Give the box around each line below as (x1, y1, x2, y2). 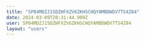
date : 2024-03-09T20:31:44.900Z (6, 14, 88, 20)
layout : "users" (6, 25, 47, 32)
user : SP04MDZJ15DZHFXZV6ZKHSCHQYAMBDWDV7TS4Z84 (6, 20, 132, 26)
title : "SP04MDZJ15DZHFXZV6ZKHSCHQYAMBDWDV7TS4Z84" (6, 8, 140, 15)
